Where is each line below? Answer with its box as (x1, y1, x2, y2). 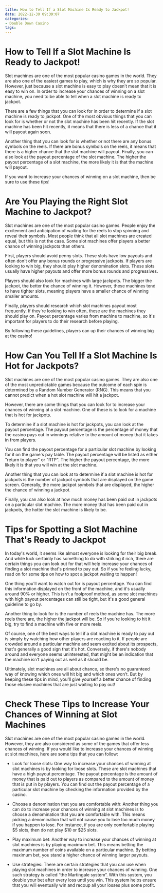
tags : (5, 25, 16, 30)
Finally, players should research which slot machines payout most (5, 303, 137, 308)
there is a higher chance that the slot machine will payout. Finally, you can (5, 149, 153, 155)
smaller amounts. (5, 293, 40, 299)
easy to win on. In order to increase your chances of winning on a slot (5, 88, 145, 94)
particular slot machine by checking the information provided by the (12, 786, 148, 792)
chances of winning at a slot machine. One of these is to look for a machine (5, 406, 156, 412)
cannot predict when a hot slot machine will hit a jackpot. (5, 392, 119, 398)
